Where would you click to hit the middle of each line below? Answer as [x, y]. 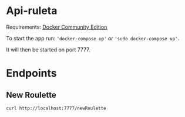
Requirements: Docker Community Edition [57, 27]
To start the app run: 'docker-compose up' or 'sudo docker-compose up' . [93, 38]
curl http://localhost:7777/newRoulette [56, 108]
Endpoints [31, 73]
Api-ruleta [32, 11]
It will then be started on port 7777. [48, 49]
